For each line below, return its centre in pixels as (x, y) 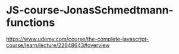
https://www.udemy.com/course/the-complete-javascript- (77, 39)
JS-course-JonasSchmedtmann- (90, 10)
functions (31, 23)
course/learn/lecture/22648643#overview (58, 45)
